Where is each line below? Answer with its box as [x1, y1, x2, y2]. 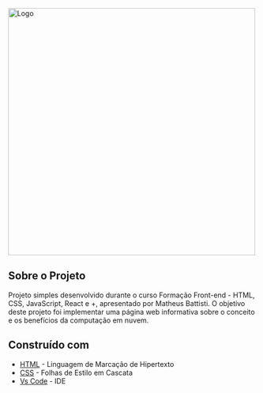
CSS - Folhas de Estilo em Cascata [19, 368, 133, 377]
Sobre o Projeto [8, 269, 86, 283]
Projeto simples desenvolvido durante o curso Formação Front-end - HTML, [8, 290, 255, 300]
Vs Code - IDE [19, 376, 66, 386]
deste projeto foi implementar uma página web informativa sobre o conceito [8, 307, 255, 316]
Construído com [8, 338, 89, 352]
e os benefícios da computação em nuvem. [8, 316, 149, 325]
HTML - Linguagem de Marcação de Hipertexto [19, 359, 175, 368]
